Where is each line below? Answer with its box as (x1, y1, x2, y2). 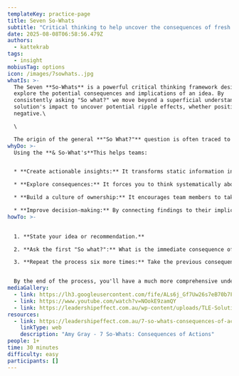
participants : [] (7, 357, 59, 365)
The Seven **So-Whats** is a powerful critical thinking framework (14, 83, 218, 91)
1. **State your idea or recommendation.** (14, 233, 144, 240)
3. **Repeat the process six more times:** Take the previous (14, 258, 202, 266)
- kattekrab (14, 44, 50, 51)
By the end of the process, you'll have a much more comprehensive (14, 278, 218, 285)
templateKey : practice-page (7, 10, 91, 18)
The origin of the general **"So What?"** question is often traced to (14, 136, 231, 143)
